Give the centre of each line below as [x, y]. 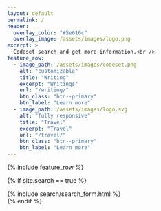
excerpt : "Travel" [46, 129]
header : [18, 26]
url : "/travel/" [43, 135]
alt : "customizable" [49, 71]
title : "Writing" [44, 77]
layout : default [30, 13]
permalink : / [26, 20]
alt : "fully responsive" [55, 115]
